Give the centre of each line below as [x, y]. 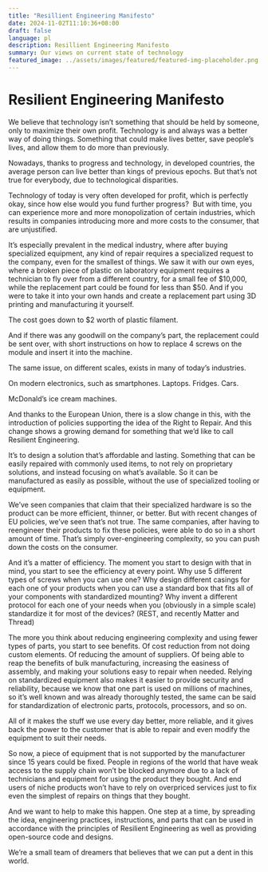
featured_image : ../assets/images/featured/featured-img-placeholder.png [134, 61]
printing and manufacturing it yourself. [71, 304]
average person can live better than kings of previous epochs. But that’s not [133, 171]
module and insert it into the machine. [71, 352]
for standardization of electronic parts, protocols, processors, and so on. [128, 705]
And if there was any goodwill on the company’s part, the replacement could [134, 335]
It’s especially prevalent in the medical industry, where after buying [118, 245]
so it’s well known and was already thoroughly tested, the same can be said [132, 697]
